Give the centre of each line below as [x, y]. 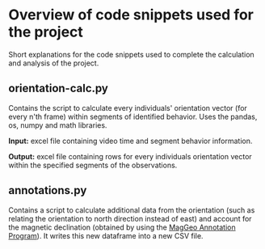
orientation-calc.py [59, 89]
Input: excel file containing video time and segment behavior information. [130, 141]
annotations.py [48, 190]
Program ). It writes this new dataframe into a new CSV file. [106, 235]
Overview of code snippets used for [131, 15]
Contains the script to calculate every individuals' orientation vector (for [128, 108]
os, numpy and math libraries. [58, 125]
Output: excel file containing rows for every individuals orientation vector [130, 156]
